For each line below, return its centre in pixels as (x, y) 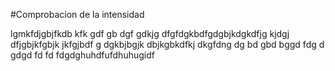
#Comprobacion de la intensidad (77, 14)
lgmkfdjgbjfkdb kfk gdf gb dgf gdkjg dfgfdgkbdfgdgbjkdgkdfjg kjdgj (150, 33)
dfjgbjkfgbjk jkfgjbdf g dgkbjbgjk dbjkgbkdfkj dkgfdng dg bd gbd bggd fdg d (167, 44)
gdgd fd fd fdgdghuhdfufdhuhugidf (82, 55)
